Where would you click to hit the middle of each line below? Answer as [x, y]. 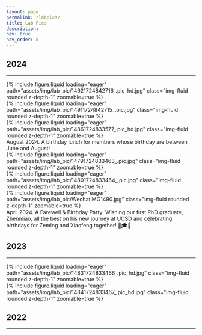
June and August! [28, 148]
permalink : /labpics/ [33, 17]
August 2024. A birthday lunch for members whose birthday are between [97, 141]
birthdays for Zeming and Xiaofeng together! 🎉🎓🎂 [69, 225]
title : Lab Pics [26, 23]
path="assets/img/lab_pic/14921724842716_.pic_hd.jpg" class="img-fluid [97, 90]
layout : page [23, 12]
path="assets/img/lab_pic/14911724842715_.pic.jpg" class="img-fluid [92, 109]
